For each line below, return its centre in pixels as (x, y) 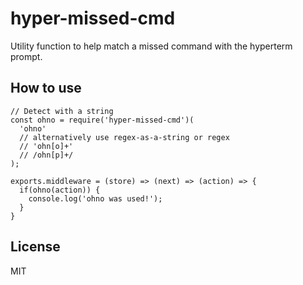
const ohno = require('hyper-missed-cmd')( (102, 120)
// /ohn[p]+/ (46, 155)
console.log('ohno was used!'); (95, 198)
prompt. (26, 56)
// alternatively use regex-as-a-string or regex (124, 137)
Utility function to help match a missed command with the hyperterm (151, 46)
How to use (46, 88)
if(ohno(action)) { (60, 190)
